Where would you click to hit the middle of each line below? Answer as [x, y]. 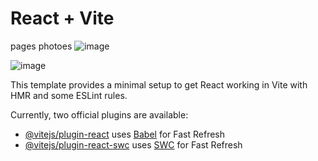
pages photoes [41, 46]
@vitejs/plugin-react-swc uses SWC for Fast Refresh [133, 144]
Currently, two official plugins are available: [99, 114]
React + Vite [62, 18]
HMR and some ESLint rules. [69, 95]
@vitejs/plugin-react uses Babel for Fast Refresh [125, 134]
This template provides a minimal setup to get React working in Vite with [159, 84]
